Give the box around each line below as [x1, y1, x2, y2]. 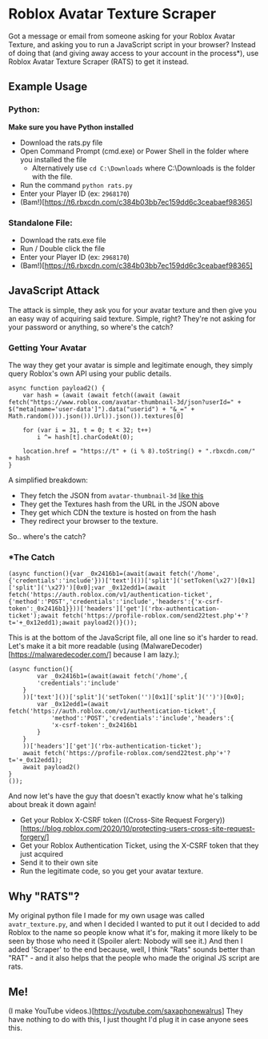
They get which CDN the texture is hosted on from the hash [19, 508, 217, 518]
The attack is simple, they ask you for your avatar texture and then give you [8, 305, 258, 314]
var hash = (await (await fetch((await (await [22, 391, 181, 400]
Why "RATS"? [8, 889, 80, 903]
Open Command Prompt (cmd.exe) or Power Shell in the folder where [19, 146, 250, 156]
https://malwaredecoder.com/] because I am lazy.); [10, 649, 180, 660]
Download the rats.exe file [19, 235, 106, 245]
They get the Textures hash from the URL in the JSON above [19, 499, 220, 509]
